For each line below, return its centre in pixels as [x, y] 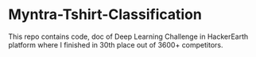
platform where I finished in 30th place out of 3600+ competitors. [116, 44]
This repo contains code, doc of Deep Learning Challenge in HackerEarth [128, 36]
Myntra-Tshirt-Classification [105, 15]
